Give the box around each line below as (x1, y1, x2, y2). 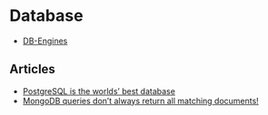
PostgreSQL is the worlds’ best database (22, 85, 175, 96)
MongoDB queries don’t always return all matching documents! (22, 95, 259, 106)
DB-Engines (22, 35, 68, 46)
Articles (9, 62, 56, 77)
